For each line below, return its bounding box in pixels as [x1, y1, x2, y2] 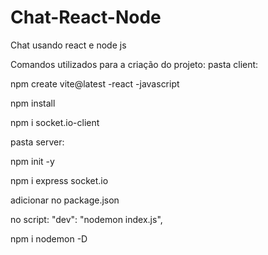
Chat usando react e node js [10, 39, 127, 51]
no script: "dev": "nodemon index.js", [10, 213, 163, 225]
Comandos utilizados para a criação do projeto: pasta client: [10, 58, 259, 70]
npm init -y [10, 155, 55, 167]
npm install [10, 97, 56, 109]
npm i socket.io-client [10, 116, 100, 128]
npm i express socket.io [10, 174, 109, 186]
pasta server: [10, 136, 65, 148]
